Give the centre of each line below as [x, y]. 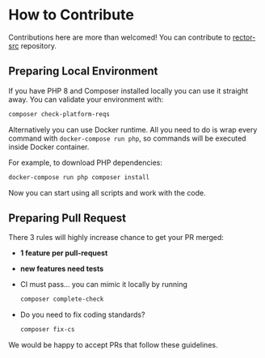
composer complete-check [62, 299]
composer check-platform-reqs [59, 114]
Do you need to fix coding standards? [82, 315]
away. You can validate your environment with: [86, 99]
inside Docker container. [49, 146]
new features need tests [62, 269]
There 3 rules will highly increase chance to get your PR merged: [116, 238]
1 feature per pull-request [64, 253]
